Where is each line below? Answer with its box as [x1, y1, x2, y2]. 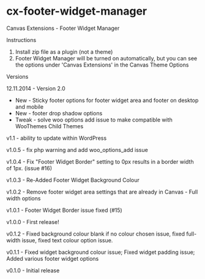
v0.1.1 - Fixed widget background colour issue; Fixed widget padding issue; [6, 248, 195, 256]
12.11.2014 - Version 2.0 [6, 84, 65, 92]
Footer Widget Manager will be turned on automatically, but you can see [15, 54, 198, 62]
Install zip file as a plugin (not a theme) [15, 48, 113, 56]
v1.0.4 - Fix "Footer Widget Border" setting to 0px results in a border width [6, 158, 194, 165]
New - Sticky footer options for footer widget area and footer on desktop [15, 96, 199, 104]
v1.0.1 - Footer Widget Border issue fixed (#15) [6, 206, 122, 214]
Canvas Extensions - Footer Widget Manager [6, 24, 120, 32]
